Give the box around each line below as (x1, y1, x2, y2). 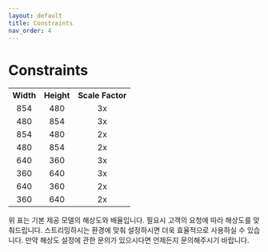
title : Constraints (8, 19, 74, 27)
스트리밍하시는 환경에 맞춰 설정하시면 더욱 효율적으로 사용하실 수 (44, 226, 246, 235)
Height (43, 90, 70, 101)
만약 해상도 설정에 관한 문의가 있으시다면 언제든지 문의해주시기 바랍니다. (25, 235, 250, 245)
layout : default (8, 11, 62, 20)
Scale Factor (77, 90, 127, 101)
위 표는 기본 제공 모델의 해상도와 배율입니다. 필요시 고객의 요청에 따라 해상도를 (8, 215, 252, 225)
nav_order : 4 (8, 26, 52, 34)
